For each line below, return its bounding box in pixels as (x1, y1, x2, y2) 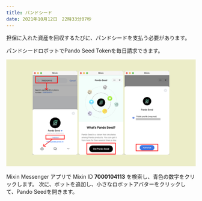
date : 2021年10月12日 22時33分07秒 (6, 16, 92, 22)
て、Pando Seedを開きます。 (6, 188, 78, 196)
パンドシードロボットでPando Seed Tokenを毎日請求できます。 (6, 47, 164, 54)
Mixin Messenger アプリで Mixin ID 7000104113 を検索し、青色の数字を (6, 173, 185, 181)
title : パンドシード (6, 10, 53, 16)
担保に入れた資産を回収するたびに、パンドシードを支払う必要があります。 (6, 34, 191, 42)
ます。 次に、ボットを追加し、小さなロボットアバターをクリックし (22, 181, 186, 188)
